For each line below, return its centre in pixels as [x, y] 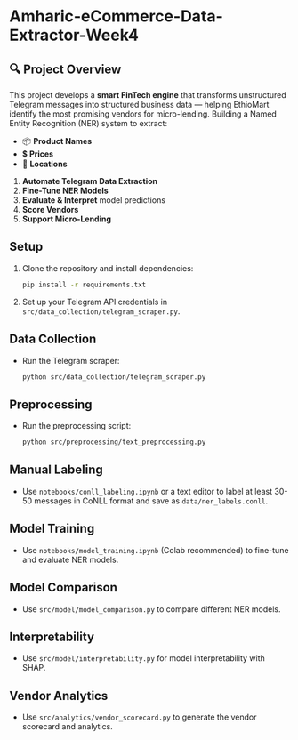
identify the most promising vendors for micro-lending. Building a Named [143, 114]
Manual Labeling [56, 470]
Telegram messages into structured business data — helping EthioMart [139, 105]
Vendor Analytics [59, 696]
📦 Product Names [57, 141]
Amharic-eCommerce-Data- [117, 16]
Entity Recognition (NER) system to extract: [88, 123]
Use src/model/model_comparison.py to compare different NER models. [152, 609]
